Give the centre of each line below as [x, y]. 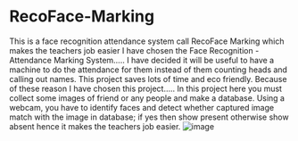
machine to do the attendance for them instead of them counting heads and [149, 70]
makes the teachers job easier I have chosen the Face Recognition [132, 50]
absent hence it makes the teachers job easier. [95, 126]
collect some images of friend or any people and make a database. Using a [147, 98]
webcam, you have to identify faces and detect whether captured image [142, 107]
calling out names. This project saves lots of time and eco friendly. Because [148, 79]
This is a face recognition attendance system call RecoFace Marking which [147, 41]
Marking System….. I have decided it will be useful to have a [164, 60]
